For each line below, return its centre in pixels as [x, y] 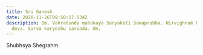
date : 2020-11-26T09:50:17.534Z [47, 17]
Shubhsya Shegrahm [32, 45]
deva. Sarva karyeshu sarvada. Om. [56, 28]
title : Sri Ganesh [29, 12]
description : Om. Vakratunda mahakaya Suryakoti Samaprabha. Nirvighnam [100, 23]
